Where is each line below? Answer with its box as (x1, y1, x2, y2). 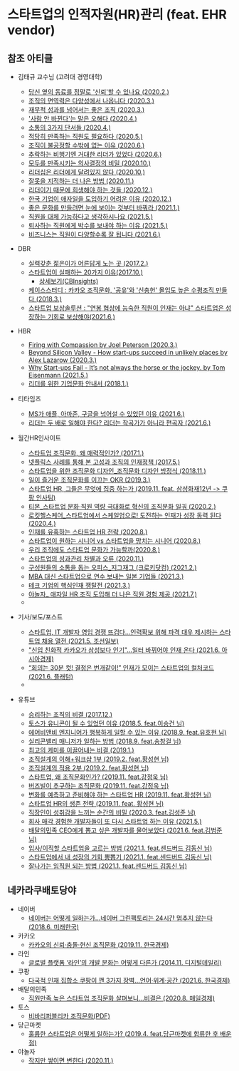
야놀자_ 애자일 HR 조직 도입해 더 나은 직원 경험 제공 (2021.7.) (28, 590, 198, 599)
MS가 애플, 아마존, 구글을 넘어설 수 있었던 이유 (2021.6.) (28, 410, 185, 418)
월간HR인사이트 (17, 434, 62, 442)
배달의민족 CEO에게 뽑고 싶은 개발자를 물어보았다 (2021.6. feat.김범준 (28, 826, 223, 834)
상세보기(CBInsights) (38, 277, 99, 285)
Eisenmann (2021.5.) (28, 371, 89, 379)
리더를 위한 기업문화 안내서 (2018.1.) (28, 379, 129, 388)
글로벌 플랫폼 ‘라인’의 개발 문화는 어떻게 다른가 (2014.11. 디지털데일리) (28, 958, 222, 966)
